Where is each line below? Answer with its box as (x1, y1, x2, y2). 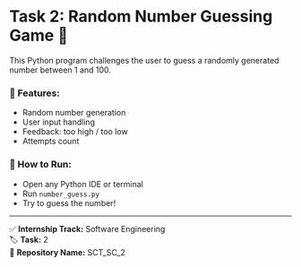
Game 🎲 (9, 25, 69, 46)
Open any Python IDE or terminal (21, 178, 143, 189)
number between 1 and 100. (9, 65, 112, 75)
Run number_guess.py (21, 188, 100, 199)
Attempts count (21, 136, 80, 147)
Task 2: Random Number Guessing (9, 6, 273, 27)
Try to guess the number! (21, 197, 116, 208)
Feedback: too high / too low (21, 126, 128, 137)
